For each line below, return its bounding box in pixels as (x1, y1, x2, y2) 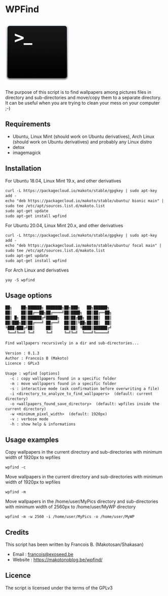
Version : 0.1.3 (5, 351, 39, 356)
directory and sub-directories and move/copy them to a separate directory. (5, 94, 162, 100)
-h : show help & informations (10, 422, 76, 427)
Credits (5, 528, 29, 537)
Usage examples (5, 435, 59, 444)
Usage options (5, 291, 52, 300)
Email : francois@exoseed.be (12, 551, 73, 557)
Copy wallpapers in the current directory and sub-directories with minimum (5, 449, 162, 455)
